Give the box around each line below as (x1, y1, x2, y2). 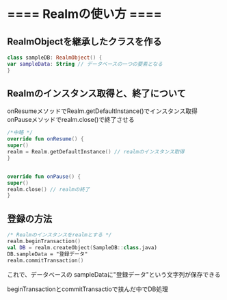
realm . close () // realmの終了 (7, 186, 90, 192)
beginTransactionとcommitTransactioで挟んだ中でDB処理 (7, 285, 169, 293)
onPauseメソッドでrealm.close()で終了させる (7, 116, 135, 124)
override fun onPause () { (7, 173, 81, 180)
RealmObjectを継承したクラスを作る (7, 36, 162, 47)
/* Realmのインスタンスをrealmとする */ (7, 232, 112, 238)
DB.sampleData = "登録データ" (7, 251, 88, 258)
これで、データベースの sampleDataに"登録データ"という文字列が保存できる (7, 270, 221, 278)
